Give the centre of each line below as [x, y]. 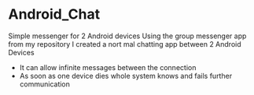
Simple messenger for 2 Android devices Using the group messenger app [127, 36]
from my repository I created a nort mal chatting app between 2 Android [125, 44]
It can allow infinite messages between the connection [108, 67]
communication [45, 84]
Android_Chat [54, 14]
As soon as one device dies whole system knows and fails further [126, 76]
